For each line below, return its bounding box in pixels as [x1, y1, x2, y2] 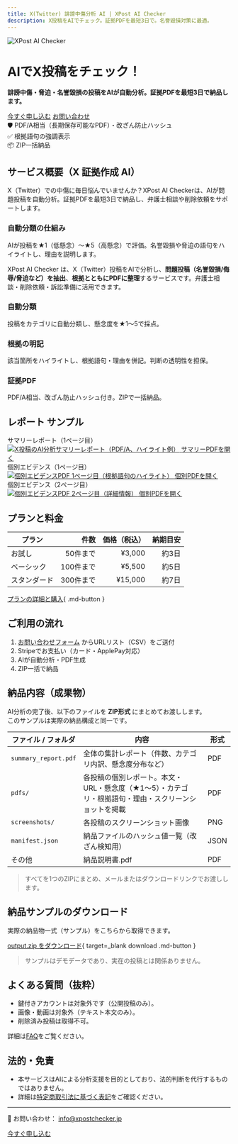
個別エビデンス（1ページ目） [7, 462, 91, 472]
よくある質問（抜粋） [7, 979, 101, 991]
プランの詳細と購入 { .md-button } [7, 595, 105, 604]
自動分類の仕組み [7, 223, 66, 233]
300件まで [60, 575, 96, 585]
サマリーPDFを [181, 445, 225, 454]
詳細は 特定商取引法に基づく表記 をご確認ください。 [17, 1093, 167, 1101]
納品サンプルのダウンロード [7, 906, 129, 918]
